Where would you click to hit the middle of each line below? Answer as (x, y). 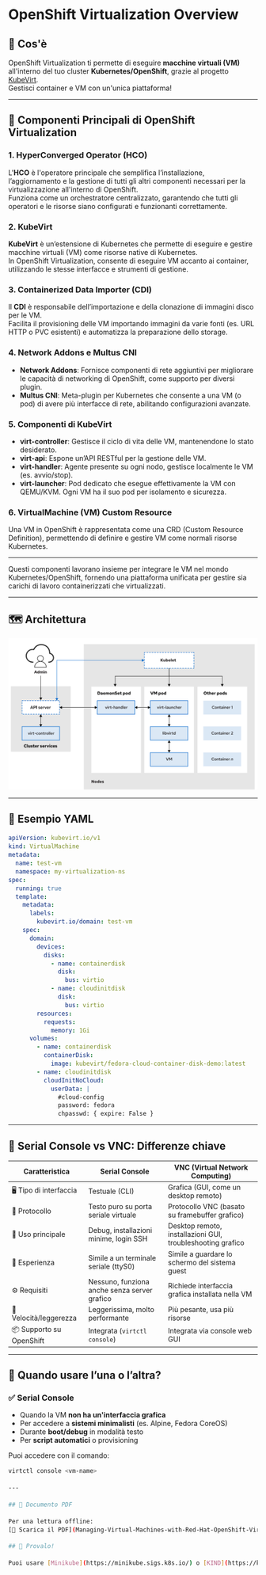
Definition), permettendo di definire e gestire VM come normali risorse (123, 538)
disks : (54, 955)
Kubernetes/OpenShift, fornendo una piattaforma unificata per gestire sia (127, 578)
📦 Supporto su (36, 1330)
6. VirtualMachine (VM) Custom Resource (90, 512)
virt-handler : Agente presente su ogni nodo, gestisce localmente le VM (136, 466)
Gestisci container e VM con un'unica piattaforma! (90, 88)
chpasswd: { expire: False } (106, 1114)
